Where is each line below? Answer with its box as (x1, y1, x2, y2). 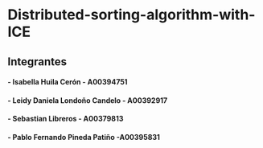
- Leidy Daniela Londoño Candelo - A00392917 (7, 95, 168, 105)
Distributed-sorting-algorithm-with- (7, 6, 256, 24)
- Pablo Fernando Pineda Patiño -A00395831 (7, 132, 160, 142)
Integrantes (7, 55, 68, 68)
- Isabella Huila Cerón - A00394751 (7, 77, 128, 87)
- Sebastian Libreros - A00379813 (7, 114, 124, 124)
